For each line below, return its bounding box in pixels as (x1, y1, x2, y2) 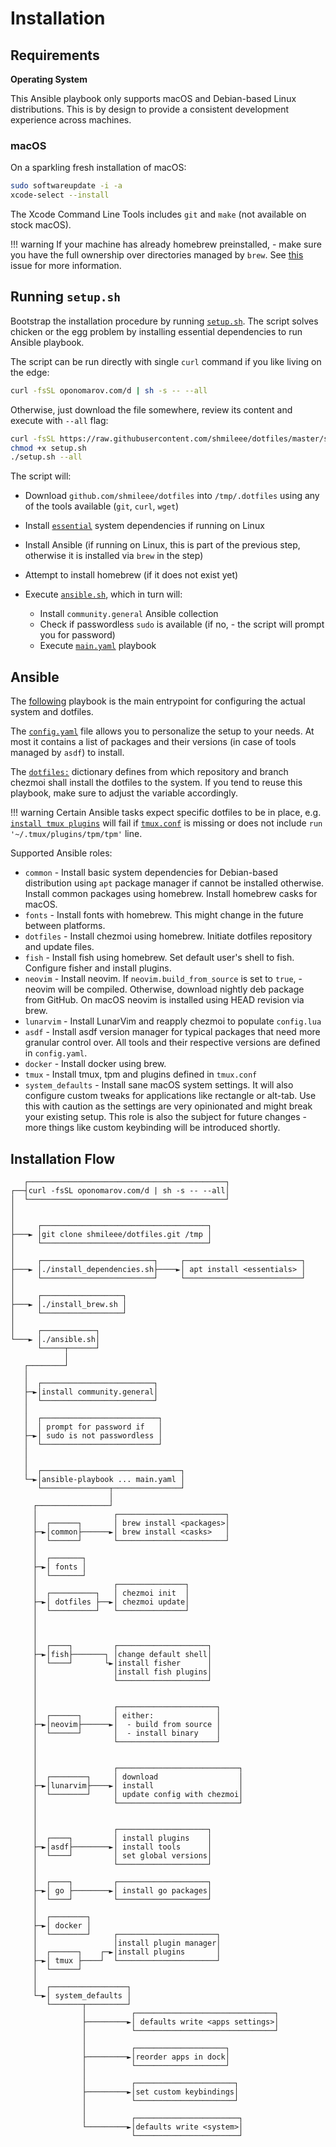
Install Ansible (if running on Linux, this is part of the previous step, (24, 539, 301, 551)
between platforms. (24, 920, 106, 932)
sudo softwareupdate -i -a (10, 181, 123, 191)
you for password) (39, 629, 116, 641)
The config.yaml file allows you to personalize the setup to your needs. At (10, 725, 315, 737)
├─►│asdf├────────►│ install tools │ (32, 1842, 213, 1852)
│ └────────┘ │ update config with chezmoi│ (32, 1789, 244, 1799)
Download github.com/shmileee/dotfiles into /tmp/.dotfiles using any (24, 490, 320, 502)
